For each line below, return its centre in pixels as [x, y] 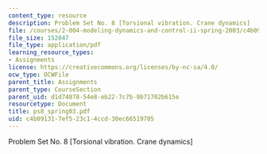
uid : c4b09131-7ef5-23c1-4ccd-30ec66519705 [81, 119]
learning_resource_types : [51, 52]
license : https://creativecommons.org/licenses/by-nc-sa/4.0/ [113, 67]
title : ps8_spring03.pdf [49, 112]
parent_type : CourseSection [55, 89]
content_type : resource [48, 15]
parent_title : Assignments [53, 82]
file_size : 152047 [39, 38]
